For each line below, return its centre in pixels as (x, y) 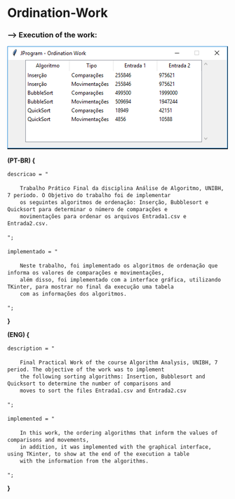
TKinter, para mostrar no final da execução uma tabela (90, 287)
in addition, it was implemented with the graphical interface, (116, 447)
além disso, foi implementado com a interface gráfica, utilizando (120, 280)
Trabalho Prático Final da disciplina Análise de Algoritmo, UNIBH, (122, 189)
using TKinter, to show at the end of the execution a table (99, 454)
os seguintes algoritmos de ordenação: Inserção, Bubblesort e (114, 203)
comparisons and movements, (48, 440)
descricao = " (28, 175)
